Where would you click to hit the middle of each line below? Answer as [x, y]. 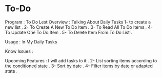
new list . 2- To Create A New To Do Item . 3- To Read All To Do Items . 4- [79, 27]
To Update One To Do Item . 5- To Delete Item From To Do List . [69, 32]
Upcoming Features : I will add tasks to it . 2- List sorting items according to [81, 60]
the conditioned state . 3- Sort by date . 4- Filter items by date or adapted [79, 66]
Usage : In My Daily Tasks [31, 41]
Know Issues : [19, 51]
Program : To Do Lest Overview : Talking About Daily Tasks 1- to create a [78, 22]
